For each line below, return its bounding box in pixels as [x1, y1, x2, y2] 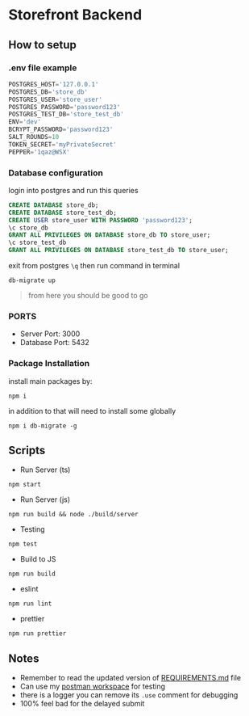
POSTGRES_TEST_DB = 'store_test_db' [8, 111, 125, 119]
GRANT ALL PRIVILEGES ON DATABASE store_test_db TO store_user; [8, 246, 229, 255]
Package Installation [8, 358, 90, 369]
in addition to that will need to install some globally [8, 406, 176, 415]
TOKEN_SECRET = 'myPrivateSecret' [8, 140, 117, 149]
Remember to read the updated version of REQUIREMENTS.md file [19, 673, 242, 683]
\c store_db [8, 224, 48, 232]
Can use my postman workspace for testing [19, 681, 166, 692]
